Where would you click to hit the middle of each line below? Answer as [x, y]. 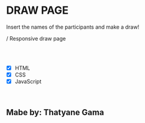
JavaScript [28, 82]
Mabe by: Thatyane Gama [55, 112]
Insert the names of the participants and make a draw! [73, 27]
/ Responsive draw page [36, 38]
